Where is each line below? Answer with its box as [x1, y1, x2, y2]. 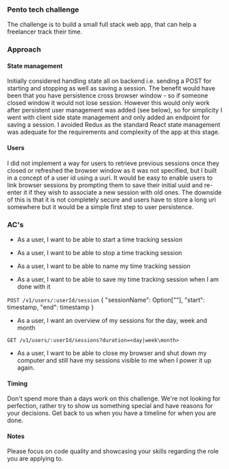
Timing [7, 379, 28, 387]
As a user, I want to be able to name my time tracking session [16, 262, 191, 270]
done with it [16, 282, 51, 291]
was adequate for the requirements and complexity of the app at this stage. [7, 128, 220, 136]
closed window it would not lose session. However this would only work [7, 99, 210, 107]
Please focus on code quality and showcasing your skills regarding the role [7, 447, 219, 455]
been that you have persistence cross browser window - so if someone [7, 91, 208, 100]
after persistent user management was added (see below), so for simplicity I [7, 106, 223, 115]
